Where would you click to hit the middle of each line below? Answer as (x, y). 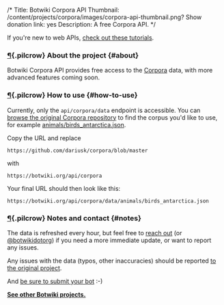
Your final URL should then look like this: (64, 188)
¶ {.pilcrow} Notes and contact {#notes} (74, 218)
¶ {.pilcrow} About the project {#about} (73, 55)
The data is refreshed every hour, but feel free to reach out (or (95, 233)
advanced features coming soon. (54, 77)
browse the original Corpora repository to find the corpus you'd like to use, (112, 117)
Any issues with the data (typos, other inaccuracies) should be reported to (112, 261)
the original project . (34, 268)
